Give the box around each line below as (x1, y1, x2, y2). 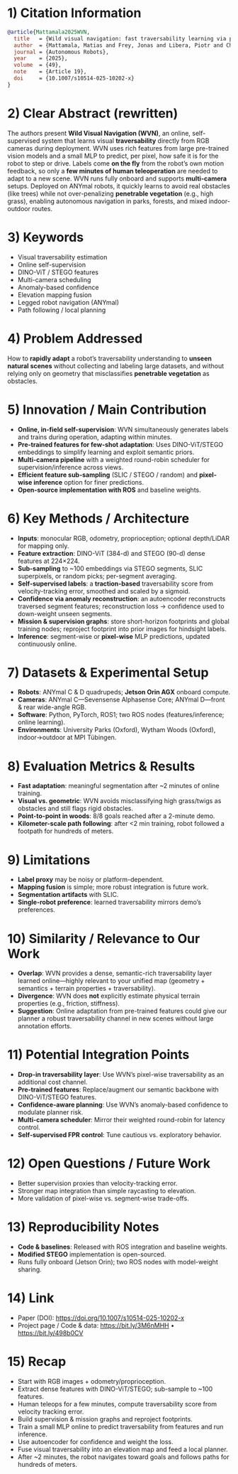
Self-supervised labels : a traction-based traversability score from (17, 579, 214, 588)
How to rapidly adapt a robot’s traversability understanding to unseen (7, 354, 212, 362)
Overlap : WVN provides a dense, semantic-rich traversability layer (17, 969, 212, 978)
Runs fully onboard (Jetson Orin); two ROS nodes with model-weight (17, 1258, 218, 1266)
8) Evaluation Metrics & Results (7, 758, 195, 774)
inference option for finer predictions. (33, 478, 144, 486)
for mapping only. (17, 542, 69, 550)
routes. (31, 204, 53, 213)
